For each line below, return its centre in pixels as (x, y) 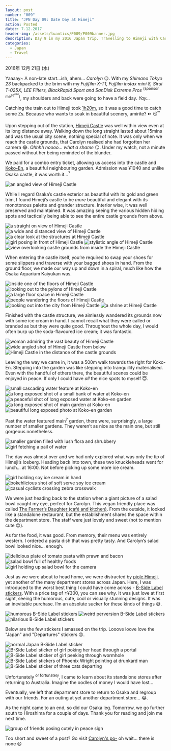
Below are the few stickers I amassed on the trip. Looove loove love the (80, 629)
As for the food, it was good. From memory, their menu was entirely (76, 535)
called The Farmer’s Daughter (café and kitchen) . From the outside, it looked (85, 509)
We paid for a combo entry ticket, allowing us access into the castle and (81, 162)
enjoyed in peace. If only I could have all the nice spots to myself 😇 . (77, 378)
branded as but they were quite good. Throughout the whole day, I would (82, 326)
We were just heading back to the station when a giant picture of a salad (81, 498)
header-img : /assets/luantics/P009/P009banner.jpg (60, 34)
